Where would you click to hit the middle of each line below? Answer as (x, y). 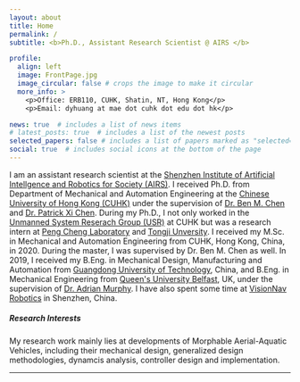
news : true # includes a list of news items (95, 125)
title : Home (31, 26)
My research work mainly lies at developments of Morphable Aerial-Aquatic (148, 341)
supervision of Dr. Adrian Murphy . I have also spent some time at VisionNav (148, 288)
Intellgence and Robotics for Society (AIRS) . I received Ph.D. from (129, 184)
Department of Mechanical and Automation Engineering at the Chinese (139, 194)
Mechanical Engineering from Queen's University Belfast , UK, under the (142, 278)
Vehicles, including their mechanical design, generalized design (126, 350)
